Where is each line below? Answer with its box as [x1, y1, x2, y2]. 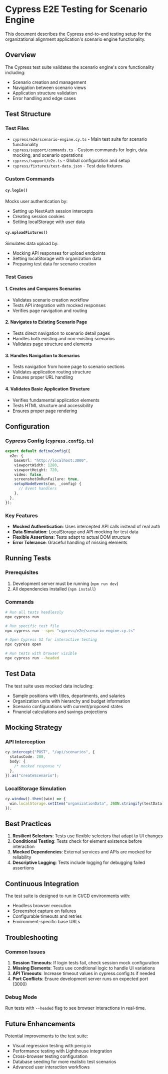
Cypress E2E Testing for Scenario [5, 4, 147, 15]
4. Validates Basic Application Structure [5, 385, 90, 392]
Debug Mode [5, 994, 37, 1001]
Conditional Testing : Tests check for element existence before [12, 838, 142, 844]
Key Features [5, 512, 38, 519]
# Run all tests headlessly [5, 610, 64, 615]
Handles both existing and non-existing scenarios [12, 336, 115, 342]
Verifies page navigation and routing [12, 308, 87, 314]
